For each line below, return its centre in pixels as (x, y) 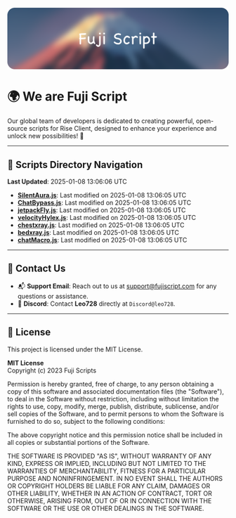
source (18, 129)
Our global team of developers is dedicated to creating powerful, (101, 121)
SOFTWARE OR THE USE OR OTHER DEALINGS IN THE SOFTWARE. (106, 508)
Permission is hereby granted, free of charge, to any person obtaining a (111, 384)
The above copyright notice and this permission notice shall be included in (115, 435)
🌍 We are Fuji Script (67, 97)
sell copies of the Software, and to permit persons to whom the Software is (116, 414)
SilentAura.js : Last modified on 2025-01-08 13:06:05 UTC (102, 195)
